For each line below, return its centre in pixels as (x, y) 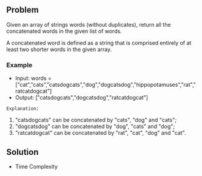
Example (19, 65)
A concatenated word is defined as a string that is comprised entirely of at (99, 42)
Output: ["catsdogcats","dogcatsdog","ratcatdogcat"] (82, 98)
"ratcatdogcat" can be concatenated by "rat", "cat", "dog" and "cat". (100, 133)
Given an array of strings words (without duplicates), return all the (89, 24)
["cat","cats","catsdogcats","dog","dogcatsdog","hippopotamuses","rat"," (105, 85)
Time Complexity (36, 166)
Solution (22, 152)
